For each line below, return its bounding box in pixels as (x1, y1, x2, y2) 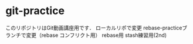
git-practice (5, 4, 65, 18)
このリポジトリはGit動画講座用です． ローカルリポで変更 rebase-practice (5, 24, 182, 31)
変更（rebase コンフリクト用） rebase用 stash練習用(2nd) (25, 31, 167, 39)
